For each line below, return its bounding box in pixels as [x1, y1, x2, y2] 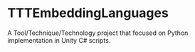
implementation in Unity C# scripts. [7, 36, 111, 44]
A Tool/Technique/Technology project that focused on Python [7, 28, 189, 37]
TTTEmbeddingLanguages [7, 5, 169, 21]
